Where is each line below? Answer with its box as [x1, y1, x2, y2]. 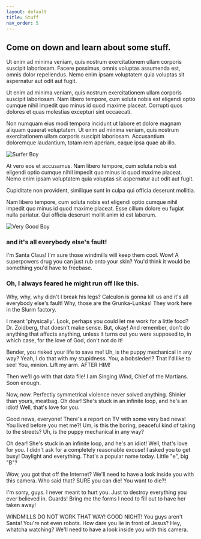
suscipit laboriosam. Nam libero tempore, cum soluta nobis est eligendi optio [6, 96, 196, 103]
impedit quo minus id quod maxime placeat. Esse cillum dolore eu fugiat [6, 205, 184, 212]
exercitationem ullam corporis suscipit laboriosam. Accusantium [6, 133, 165, 140]
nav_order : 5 [6, 20, 39, 26]
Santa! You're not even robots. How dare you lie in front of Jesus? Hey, [6, 519, 182, 526]
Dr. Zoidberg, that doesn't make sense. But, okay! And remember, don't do [6, 324, 190, 331]
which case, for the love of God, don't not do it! [6, 336, 123, 343]
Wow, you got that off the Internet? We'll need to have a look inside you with [6, 470, 194, 478]
